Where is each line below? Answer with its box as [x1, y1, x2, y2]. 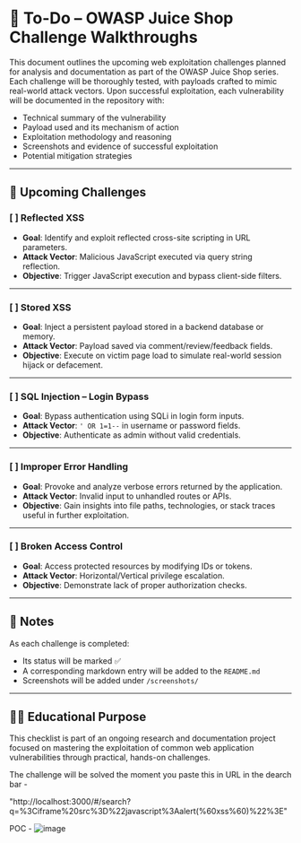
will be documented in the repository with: [9, 94, 165, 106]
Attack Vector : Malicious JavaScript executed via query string [21, 251, 253, 262]
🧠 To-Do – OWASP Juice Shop [9, 8, 234, 29]
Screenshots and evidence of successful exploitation [21, 141, 219, 152]
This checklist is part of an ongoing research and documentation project [9, 733, 276, 743]
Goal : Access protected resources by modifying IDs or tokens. [21, 561, 253, 571]
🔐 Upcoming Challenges [9, 185, 147, 200]
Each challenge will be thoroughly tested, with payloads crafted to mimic [9, 75, 278, 86]
